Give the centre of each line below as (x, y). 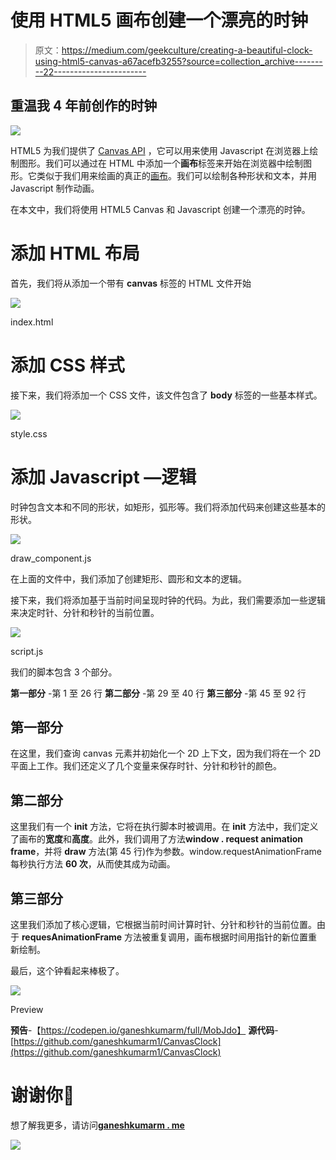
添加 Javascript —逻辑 (103, 477)
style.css (29, 433)
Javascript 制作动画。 (55, 188)
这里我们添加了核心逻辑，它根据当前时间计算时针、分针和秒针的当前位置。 (163, 924)
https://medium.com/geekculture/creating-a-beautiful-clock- (187, 50)
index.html (32, 322)
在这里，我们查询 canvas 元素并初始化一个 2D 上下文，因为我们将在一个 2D (166, 753)
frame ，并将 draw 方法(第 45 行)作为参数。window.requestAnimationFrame (166, 852)
